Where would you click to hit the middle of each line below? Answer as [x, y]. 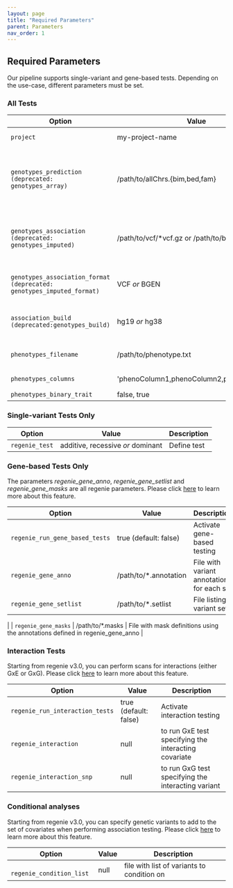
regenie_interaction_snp [52, 777]
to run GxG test [185, 768]
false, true [133, 395]
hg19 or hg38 [140, 322]
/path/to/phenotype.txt [154, 355]
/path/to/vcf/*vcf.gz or [154, 239]
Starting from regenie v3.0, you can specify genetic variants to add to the [112, 822]
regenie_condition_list [50, 873]
